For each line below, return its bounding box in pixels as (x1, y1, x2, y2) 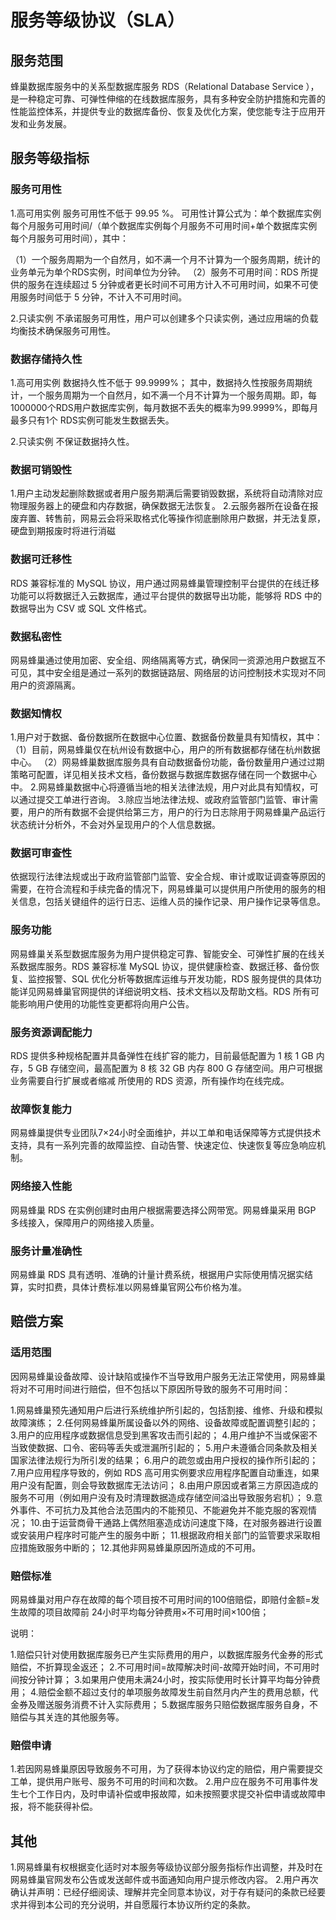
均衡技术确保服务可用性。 (10, 324, 116, 336)
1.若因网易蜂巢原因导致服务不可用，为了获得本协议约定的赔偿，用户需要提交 (10, 1763, 323, 1775)
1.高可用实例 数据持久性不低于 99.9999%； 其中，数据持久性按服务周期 (10, 376, 304, 388)
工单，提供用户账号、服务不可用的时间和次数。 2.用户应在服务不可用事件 (10, 1776, 310, 1788)
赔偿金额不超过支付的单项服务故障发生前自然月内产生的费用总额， (38, 1686, 310, 1698)
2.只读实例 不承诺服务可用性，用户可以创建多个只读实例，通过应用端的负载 (10, 312, 319, 324)
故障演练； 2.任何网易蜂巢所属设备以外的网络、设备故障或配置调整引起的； (10, 1416, 319, 1428)
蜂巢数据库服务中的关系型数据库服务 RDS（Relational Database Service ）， (10, 81, 320, 92)
